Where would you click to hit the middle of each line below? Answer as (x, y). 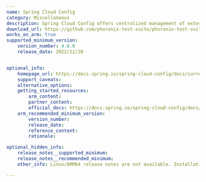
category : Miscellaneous (38, 18)
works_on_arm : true (31, 35)
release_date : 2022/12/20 (51, 52)
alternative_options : (45, 85)
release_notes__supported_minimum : (63, 153)
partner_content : (50, 102)
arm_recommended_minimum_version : (61, 114)
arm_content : (45, 96)
